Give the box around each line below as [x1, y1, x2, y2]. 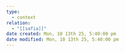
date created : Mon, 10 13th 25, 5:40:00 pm [6, 31, 117, 37]
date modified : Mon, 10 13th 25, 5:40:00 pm [6, 36, 119, 42]
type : [6, 8, 20, 15]
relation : [6, 20, 31, 26]
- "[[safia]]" [11, 25, 47, 32]
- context [11, 14, 36, 20]
